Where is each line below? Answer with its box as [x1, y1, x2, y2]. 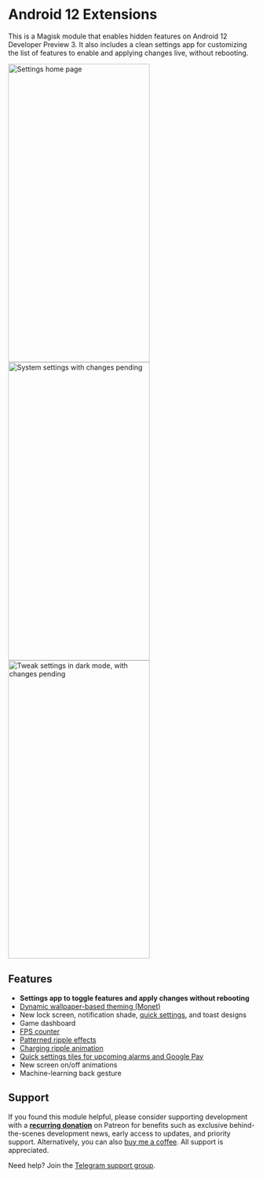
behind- [228, 1120, 255, 1129]
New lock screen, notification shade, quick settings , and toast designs [19, 1010, 247, 1019]
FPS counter [19, 1027, 60, 1036]
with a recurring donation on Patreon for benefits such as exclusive [8, 1120, 228, 1129]
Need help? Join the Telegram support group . [8, 1160, 155, 1170]
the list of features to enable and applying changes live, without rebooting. [8, 48, 249, 57]
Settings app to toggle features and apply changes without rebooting [19, 993, 250, 1002]
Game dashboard [19, 1018, 76, 1027]
